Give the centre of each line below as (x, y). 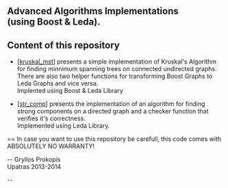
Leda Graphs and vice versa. (58, 83)
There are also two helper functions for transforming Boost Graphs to (115, 76)
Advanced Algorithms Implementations (93, 11)
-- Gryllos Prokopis (34, 159)
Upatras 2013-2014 (34, 167)
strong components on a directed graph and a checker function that (113, 111)
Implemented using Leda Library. (63, 126)
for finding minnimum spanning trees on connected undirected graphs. (117, 69)
